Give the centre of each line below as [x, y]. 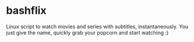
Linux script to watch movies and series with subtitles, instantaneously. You [97, 26]
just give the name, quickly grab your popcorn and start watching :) [87, 32]
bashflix [26, 11]
